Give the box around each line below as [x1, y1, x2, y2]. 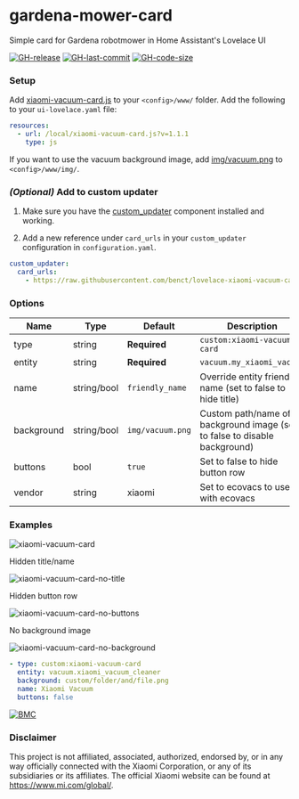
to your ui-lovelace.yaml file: [9, 104, 117, 115]
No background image [9, 625, 92, 636]
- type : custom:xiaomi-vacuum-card [9, 660, 141, 669]
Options [9, 297, 44, 309]
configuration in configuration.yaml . [21, 242, 158, 253]
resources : [9, 121, 50, 130]
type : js [25, 137, 58, 147]
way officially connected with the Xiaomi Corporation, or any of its [9, 761, 252, 771]
